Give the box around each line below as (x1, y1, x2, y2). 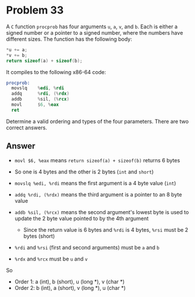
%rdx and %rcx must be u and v (14, 255, 88, 262)
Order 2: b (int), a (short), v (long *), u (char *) (14, 284, 126, 291)
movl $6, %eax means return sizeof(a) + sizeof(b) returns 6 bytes (14, 156, 180, 163)
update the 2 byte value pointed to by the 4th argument (14, 215, 149, 222)
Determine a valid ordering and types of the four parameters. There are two (6, 118, 189, 125)
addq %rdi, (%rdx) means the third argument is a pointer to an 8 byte (14, 191, 182, 198)
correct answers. (6, 124, 48, 131)
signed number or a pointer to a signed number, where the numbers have (6, 29, 183, 36)
